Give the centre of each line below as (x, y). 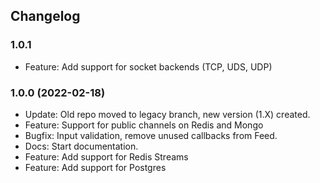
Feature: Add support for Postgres (95, 167)
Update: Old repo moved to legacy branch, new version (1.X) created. (167, 114)
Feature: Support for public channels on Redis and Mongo (144, 125)
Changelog (45, 16)
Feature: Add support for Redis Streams (106, 156)
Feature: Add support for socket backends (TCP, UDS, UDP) (148, 66)
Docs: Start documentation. (81, 146)
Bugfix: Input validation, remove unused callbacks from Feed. (151, 135)
